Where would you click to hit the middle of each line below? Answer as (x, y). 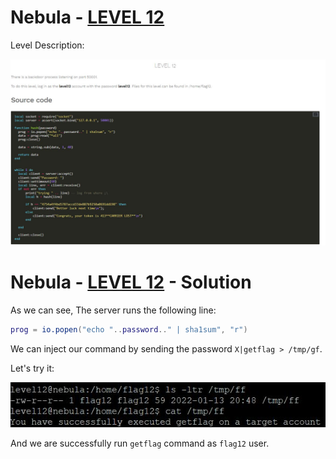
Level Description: (47, 45)
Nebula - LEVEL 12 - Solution (131, 282)
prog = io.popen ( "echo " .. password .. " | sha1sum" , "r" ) (129, 330)
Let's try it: (32, 368)
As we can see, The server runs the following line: (113, 310)
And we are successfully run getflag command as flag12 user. (140, 443)
